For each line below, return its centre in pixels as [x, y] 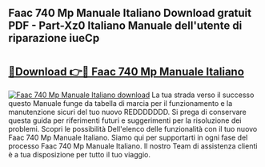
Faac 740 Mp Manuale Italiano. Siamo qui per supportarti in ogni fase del [128, 137]
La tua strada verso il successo [203, 95]
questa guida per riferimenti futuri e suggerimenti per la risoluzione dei [125, 120]
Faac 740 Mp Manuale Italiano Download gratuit [130, 13]
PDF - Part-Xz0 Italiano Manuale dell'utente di [125, 26]
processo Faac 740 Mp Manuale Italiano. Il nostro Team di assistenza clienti [133, 146]
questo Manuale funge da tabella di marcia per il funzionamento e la [120, 103]
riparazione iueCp [54, 38]
